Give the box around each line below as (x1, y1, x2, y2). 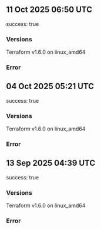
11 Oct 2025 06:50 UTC (6, 5, 93, 15)
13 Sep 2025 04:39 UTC (6, 158, 96, 168)
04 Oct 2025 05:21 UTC (6, 81, 94, 91)
